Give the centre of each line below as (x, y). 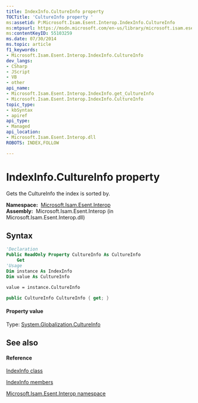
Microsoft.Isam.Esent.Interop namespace (56, 394)
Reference (19, 358)
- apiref (17, 115)
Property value (25, 311)
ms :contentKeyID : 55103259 (39, 34)
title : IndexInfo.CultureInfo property (55, 11)
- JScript (18, 72)
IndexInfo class (24, 371)
